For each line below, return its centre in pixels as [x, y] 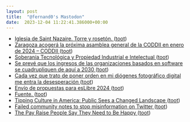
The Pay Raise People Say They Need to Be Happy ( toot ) [82, 113]
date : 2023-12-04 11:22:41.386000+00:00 [57, 22]
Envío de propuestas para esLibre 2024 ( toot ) [69, 88]
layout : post [22, 11]
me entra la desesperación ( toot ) [54, 82]
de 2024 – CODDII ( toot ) [43, 51]
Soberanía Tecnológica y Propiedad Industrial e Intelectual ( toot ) [92, 57]
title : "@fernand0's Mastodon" [45, 17]
